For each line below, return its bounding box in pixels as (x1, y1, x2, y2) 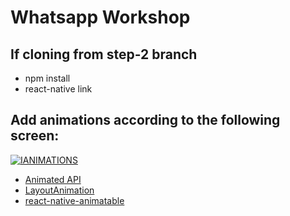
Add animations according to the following (10, 112, 281, 129)
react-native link (24, 83, 93, 95)
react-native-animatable (24, 194, 125, 206)
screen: (10, 127, 60, 145)
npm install (24, 72, 71, 84)
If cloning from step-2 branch (10, 46, 198, 63)
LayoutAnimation (24, 184, 95, 196)
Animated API (24, 173, 82, 185)
